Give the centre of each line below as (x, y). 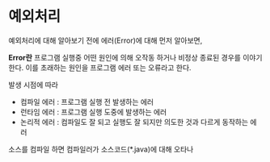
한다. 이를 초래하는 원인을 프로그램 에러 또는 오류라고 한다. (100, 67)
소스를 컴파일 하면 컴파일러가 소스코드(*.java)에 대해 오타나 (101, 149)
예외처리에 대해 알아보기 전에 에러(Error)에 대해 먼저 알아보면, (105, 40)
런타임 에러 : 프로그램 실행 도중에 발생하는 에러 (93, 112)
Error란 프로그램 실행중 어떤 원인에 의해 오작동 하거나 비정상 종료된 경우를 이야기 (135, 57)
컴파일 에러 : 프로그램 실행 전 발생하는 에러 (87, 102)
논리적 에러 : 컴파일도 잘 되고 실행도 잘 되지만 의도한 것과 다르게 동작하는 (134, 122)
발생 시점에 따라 (34, 85)
